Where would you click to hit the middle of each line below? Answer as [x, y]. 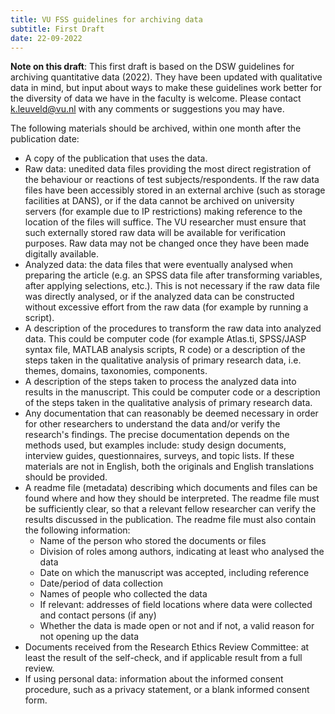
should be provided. [66, 477]
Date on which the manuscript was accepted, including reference [174, 573]
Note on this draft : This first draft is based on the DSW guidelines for [152, 67]
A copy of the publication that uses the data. [116, 158]
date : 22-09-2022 [46, 38]
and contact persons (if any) [98, 615]
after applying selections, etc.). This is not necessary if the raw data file [172, 286]
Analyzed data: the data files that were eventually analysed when [158, 265]
